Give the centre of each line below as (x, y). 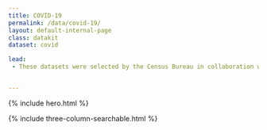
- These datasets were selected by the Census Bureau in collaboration (133, 67)
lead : (17, 59)
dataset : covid (33, 45)
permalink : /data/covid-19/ (55, 23)
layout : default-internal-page (60, 30)
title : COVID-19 (35, 15)
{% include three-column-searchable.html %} (83, 118)
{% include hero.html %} (48, 103)
